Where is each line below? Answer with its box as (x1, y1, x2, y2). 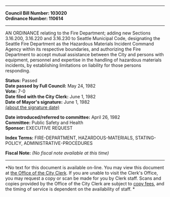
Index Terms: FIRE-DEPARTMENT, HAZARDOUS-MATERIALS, (5, 135, 134, 141)
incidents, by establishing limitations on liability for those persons (5, 62, 142, 68)
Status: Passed (5, 77, 38, 84)
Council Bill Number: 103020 (5, 10, 67, 16)
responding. (5, 68, 30, 73)
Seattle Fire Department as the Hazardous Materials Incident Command (5, 41, 154, 47)
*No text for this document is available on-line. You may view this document (5, 165, 164, 170)
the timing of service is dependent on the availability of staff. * (5, 186, 135, 192)
